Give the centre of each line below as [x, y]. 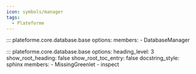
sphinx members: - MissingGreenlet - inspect [63, 64]
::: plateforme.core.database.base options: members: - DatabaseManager [98, 40]
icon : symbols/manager [35, 12]
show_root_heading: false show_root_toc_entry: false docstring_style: [93, 58]
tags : [13, 17]
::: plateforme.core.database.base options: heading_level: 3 [80, 52]
